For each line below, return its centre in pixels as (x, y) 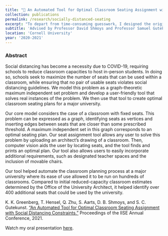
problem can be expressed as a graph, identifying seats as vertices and (79, 119)
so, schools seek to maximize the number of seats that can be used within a (83, 77)
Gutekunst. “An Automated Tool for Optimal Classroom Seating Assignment (82, 208)
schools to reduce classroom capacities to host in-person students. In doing (84, 72)
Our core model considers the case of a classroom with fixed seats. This (80, 113)
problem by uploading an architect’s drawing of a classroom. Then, (74, 140)
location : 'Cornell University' (39, 33)
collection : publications (32, 15)
